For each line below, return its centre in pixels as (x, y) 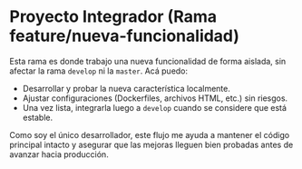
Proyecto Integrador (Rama (113, 17)
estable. (38, 117)
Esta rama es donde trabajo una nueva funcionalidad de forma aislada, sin (148, 61)
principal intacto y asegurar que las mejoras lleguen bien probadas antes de (151, 144)
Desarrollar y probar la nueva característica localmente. (127, 88)
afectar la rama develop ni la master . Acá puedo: (99, 71)
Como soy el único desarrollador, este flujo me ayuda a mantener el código (150, 134)
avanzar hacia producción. (59, 154)
